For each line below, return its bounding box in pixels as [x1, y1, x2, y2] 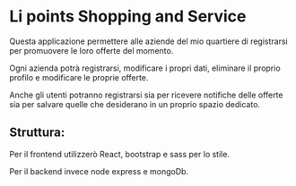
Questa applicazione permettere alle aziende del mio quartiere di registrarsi [9, 36, 289, 46]
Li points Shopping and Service [9, 6, 247, 27]
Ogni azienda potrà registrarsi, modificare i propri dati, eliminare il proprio [9, 63, 281, 73]
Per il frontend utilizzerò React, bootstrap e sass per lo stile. [9, 148, 231, 159]
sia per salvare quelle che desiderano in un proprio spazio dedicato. [9, 98, 261, 109]
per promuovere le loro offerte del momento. [9, 45, 174, 55]
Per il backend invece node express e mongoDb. [9, 165, 189, 176]
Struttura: [9, 125, 65, 140]
